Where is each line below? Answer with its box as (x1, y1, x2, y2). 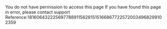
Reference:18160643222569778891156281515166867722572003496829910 (5, 14, 162, 20)
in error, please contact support (5, 9, 70, 15)
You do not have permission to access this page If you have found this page (5, 4, 161, 10)
